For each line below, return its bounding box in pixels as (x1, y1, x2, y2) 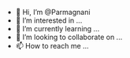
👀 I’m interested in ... (15, 16, 83, 25)
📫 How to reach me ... (15, 42, 89, 50)
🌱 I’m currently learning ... (15, 24, 100, 33)
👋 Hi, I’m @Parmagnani (15, 8, 91, 16)
